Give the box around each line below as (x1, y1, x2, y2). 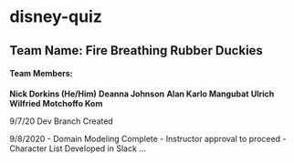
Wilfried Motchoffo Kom (9, 97, 103, 108)
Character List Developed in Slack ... (9, 143, 146, 154)
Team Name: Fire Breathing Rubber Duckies (9, 43, 263, 58)
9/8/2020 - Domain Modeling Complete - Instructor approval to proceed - (9, 133, 287, 144)
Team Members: (9, 68, 73, 79)
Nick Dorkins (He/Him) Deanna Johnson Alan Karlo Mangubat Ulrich (9, 88, 275, 99)
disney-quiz (9, 6, 103, 27)
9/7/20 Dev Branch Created (9, 116, 114, 127)
